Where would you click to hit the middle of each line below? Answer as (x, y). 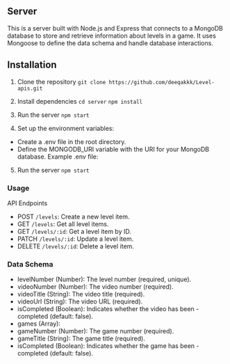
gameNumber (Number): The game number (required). (96, 331)
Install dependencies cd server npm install (80, 101)
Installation (32, 65)
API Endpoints (27, 203)
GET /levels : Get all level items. (63, 224)
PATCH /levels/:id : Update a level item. (75, 239)
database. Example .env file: (58, 157)
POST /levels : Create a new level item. (73, 216)
